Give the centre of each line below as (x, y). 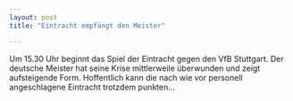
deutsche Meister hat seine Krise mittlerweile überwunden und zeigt (135, 68)
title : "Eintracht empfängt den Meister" (88, 26)
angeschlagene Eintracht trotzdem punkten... (92, 87)
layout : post (33, 17)
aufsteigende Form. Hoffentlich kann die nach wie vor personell (126, 77)
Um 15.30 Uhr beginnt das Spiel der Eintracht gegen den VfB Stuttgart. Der (146, 58)
